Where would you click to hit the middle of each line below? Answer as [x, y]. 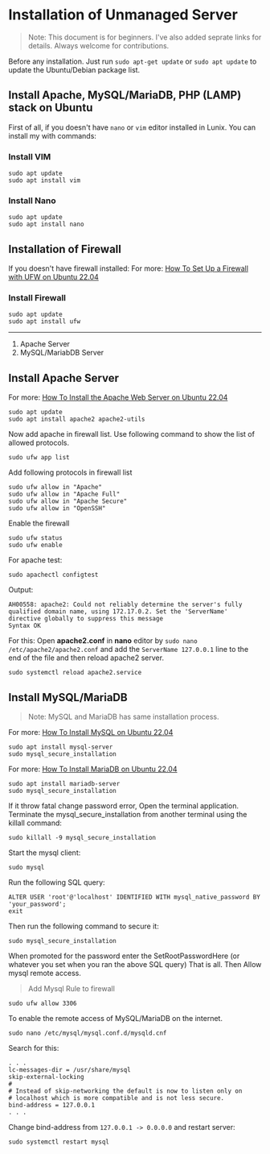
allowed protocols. [39, 443]
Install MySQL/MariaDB [68, 697]
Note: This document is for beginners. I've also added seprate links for [145, 37]
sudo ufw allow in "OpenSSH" [57, 509]
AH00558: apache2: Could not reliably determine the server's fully [125, 605]
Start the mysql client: [45, 853]
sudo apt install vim [45, 181]
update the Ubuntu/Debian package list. [74, 69]
